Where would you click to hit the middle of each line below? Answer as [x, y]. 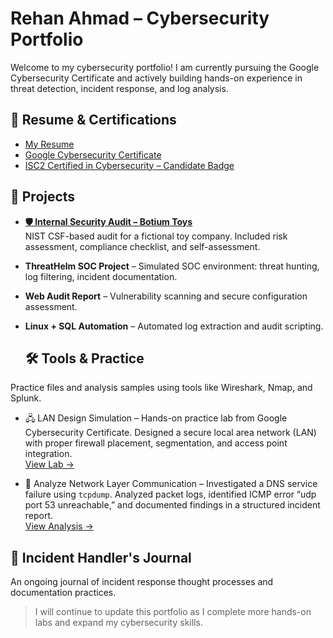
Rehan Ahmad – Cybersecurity [140, 18]
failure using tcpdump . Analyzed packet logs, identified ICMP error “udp [170, 494]
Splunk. [26, 398]
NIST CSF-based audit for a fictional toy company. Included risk [156, 236]
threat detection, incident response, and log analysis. [119, 88]
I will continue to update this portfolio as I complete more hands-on [173, 612]
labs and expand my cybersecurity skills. [118, 623]
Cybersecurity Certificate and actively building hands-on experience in [156, 78]
